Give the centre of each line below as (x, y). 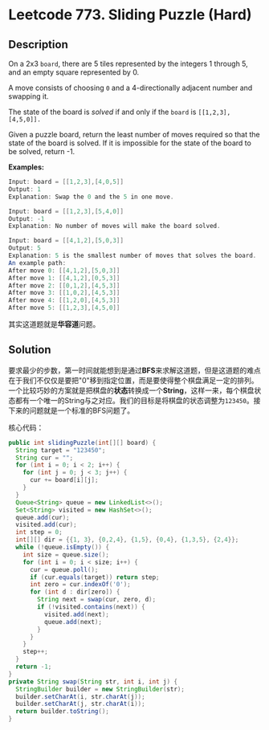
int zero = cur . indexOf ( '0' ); (80, 585)
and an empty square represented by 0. (74, 72)
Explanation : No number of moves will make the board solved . (114, 226)
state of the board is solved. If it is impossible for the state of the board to (130, 143)
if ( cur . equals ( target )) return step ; (94, 577)
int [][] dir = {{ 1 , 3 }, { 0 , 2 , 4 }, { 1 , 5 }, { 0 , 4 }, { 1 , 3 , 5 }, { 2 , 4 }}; (127, 540)
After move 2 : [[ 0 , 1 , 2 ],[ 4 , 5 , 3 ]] (64, 285)
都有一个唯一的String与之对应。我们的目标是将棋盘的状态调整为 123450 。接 (138, 400)
